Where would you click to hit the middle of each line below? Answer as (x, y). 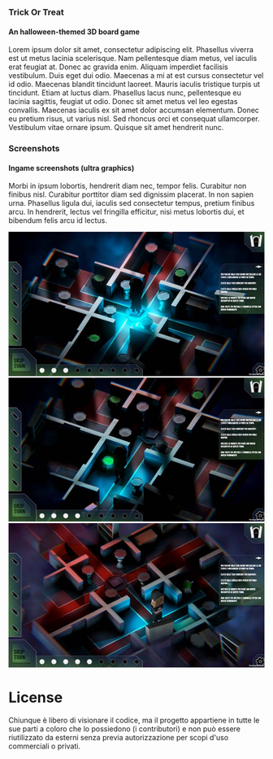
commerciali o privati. (45, 746)
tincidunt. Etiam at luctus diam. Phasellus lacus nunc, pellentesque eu (125, 93)
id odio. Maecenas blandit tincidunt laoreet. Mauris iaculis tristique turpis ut (134, 85)
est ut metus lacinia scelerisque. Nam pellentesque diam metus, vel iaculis (133, 59)
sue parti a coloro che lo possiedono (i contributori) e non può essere (125, 728)
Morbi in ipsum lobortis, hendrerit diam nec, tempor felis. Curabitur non (128, 186)
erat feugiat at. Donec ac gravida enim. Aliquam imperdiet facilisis (119, 67)
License (36, 697)
